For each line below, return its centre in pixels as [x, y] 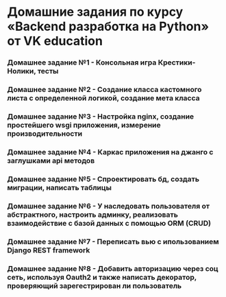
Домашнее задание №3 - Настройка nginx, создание [101, 116]
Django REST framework [49, 250]
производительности [45, 133]
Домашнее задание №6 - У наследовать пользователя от [109, 206]
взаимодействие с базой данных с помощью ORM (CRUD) [109, 223]
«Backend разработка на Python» [108, 26]
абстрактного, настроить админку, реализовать [92, 215]
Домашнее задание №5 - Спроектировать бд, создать [103, 179]
